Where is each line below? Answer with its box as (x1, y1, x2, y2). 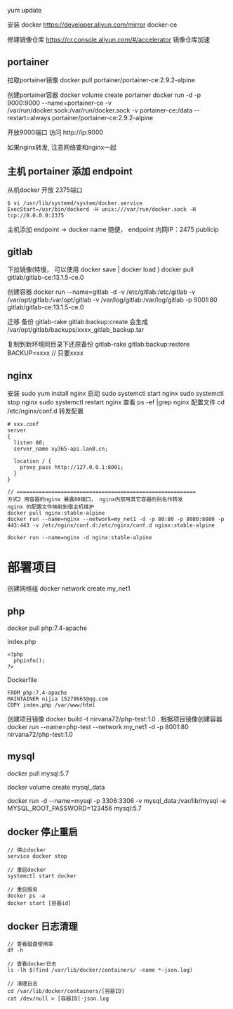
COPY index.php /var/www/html (7, 702, 96, 709)
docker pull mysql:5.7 (7, 769, 69, 778)
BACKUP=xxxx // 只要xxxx (7, 349, 84, 357)
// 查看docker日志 (7, 960, 57, 968)
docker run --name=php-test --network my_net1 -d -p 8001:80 (7, 723, 189, 731)
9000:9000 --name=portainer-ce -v (7, 98, 112, 107)
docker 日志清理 (7, 920, 79, 932)
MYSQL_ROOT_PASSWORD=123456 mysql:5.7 (7, 804, 142, 812)
